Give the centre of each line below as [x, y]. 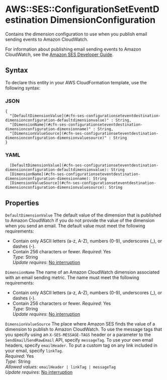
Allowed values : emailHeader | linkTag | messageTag [61, 367]
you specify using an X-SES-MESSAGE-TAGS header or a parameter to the [78, 335]
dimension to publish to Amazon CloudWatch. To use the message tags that [84, 330]
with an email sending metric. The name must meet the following [72, 278]
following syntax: [23, 88]
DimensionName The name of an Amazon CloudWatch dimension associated [82, 272]
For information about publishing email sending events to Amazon [73, 49]
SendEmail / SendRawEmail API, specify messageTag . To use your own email [79, 340]
